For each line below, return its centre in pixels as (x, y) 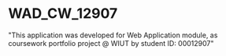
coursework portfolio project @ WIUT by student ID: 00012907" (111, 43)
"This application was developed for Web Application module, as (113, 35)
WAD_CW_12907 (63, 14)
